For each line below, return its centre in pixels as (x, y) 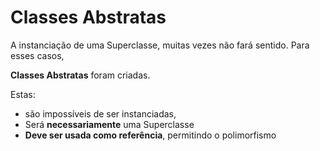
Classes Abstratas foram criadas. (80, 75)
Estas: (23, 94)
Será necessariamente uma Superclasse (109, 124)
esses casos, (37, 55)
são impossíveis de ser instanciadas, (100, 113)
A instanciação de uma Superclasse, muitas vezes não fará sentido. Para (160, 45)
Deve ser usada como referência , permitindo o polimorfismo (150, 135)
